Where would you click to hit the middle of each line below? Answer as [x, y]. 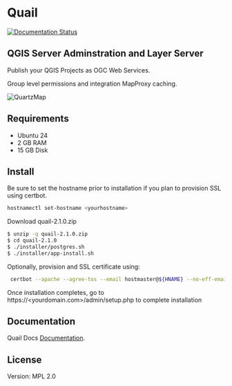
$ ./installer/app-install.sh [51, 253]
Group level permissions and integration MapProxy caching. [92, 84]
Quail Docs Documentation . [46, 338]
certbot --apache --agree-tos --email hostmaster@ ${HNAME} [97, 279]
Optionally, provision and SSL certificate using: [74, 267]
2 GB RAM [32, 142]
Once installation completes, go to [56, 292]
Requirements [38, 119]
